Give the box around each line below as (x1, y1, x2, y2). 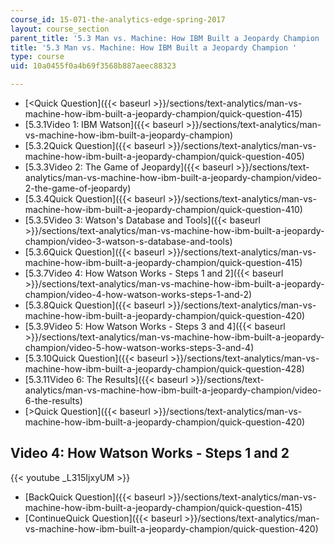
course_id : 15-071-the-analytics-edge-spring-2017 (10, 14, 226, 25)
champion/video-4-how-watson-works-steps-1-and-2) (24, 289, 253, 300)
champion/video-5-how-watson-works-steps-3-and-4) (24, 342, 255, 353)
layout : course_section (10, 24, 110, 34)
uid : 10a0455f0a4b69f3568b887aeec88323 (10, 61, 177, 71)
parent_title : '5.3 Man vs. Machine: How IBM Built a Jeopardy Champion (10, 33, 320, 43)
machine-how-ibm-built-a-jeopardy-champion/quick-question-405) (24, 151, 305, 162)
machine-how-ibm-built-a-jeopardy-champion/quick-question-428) (24, 363, 305, 375)
